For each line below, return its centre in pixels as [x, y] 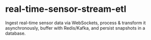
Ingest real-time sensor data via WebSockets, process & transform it [75, 23]
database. [15, 33]
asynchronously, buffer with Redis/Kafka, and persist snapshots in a [75, 28]
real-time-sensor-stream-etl [66, 9]
